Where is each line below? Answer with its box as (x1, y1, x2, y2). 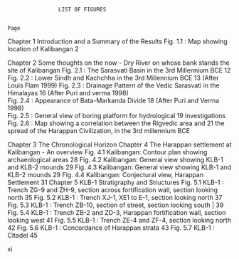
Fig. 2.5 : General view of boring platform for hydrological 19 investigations (7, 112, 226, 120)
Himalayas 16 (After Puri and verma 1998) (7, 89, 129, 97)
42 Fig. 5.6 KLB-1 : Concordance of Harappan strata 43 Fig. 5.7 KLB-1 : (7, 223, 215, 232)
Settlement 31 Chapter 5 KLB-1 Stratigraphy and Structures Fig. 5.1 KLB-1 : (7, 178, 224, 186)
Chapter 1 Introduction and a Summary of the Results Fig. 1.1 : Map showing (7, 37, 228, 46)
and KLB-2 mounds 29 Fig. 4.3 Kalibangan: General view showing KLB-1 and (7, 163, 232, 171)
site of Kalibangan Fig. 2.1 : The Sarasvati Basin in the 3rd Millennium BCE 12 (7, 66, 231, 74)
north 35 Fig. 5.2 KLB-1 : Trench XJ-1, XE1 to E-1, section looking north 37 (7, 194, 223, 201)
